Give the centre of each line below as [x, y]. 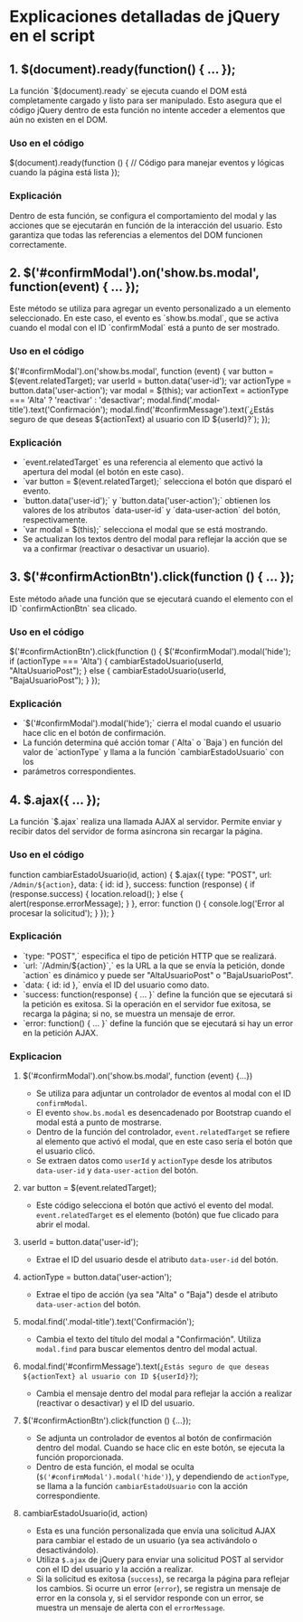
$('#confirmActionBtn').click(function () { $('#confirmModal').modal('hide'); [150, 652]
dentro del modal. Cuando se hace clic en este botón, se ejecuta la [160, 1448]
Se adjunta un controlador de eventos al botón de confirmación [154, 1438]
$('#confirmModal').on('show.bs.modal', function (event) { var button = [142, 371]
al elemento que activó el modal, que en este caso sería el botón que [164, 1142]
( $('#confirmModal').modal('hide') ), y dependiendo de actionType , [162, 1476]
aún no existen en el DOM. [59, 120]
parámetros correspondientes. [79, 771]
